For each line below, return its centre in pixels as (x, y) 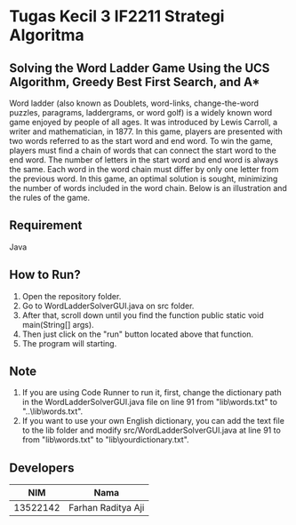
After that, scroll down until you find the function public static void (143, 315)
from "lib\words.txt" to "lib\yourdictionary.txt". (105, 440)
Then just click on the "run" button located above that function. (138, 334)
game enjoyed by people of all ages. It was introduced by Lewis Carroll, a (144, 122)
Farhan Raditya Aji (107, 508)
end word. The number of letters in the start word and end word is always (144, 160)
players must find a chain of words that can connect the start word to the (143, 150)
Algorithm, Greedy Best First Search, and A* (135, 82)
